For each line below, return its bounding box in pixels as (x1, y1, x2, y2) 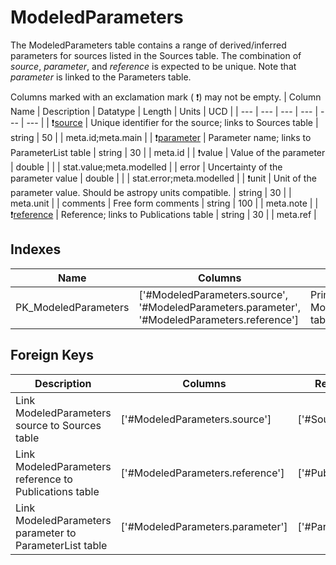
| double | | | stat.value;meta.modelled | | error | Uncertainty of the (10, 161, 283, 173)
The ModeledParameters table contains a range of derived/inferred (10, 39, 287, 51)
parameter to (15, 526, 77, 540)
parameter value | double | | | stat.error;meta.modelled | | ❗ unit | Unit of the (10, 172, 317, 184)
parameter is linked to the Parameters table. (10, 71, 192, 83)
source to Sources (15, 418, 102, 432)
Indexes (10, 241, 62, 258)
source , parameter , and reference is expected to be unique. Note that (10, 60, 297, 72)
